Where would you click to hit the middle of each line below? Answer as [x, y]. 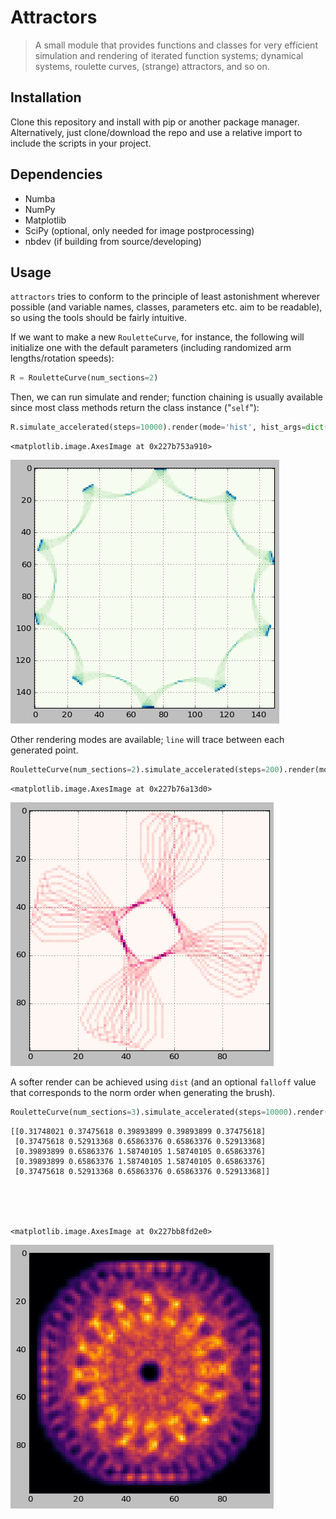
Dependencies [56, 174]
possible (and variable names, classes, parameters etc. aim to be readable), [166, 307]
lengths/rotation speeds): [62, 358]
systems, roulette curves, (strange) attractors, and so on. [152, 66]
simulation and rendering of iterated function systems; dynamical [169, 55]
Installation [46, 97]
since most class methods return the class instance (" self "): [135, 408]
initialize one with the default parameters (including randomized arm [151, 348]
